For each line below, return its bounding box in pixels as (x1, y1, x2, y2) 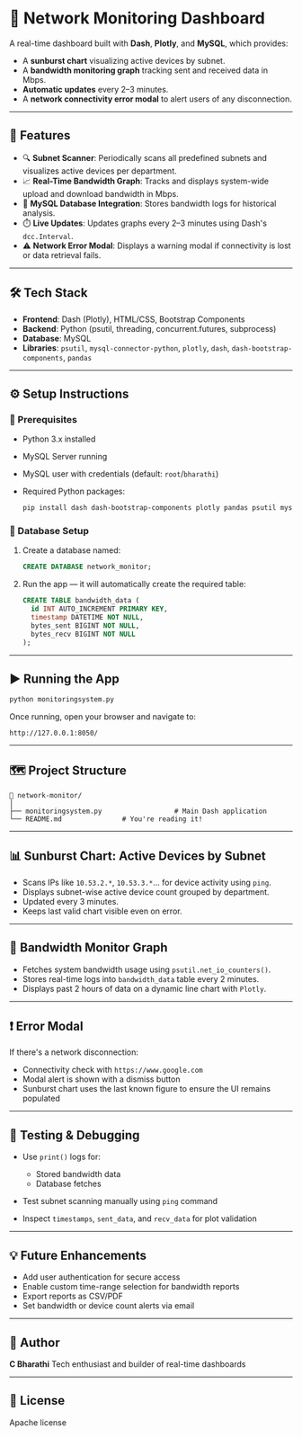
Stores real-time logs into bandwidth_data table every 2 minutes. (22, 973, 260, 984)
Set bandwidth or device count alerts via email (22, 1300, 195, 1311)
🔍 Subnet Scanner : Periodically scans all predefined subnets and (22, 152, 268, 163)
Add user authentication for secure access (22, 1272, 181, 1282)
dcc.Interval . (22, 230, 74, 241)
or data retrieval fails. (22, 249, 102, 260)
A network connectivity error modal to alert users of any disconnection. (22, 94, 292, 104)
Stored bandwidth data (35, 1169, 121, 1180)
